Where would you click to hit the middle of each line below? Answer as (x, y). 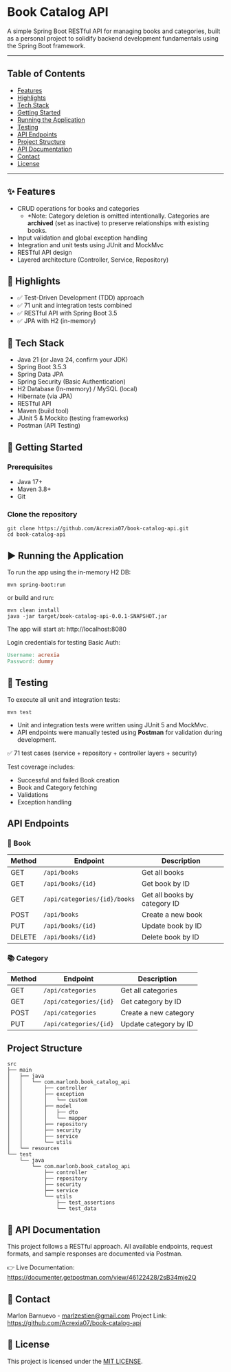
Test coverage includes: (41, 767)
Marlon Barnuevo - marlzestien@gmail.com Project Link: (87, 1316)
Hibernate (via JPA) (45, 396)
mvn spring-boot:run (37, 585)
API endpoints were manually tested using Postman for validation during (120, 732)
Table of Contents (46, 74)
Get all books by (168, 895)
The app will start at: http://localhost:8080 (67, 629)
